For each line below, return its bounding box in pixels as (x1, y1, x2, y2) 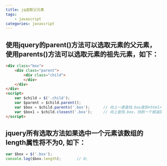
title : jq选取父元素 (5, 7, 44, 12)
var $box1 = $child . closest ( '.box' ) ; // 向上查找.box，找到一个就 (14, 110, 156, 114)
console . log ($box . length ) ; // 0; (5, 157, 88, 162)
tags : (5, 12, 17, 17)
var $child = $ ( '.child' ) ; (14, 96, 70, 101)
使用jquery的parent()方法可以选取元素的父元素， (5, 41, 156, 49)
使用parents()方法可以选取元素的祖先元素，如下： (5, 50, 159, 58)
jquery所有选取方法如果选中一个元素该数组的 (5, 129, 144, 137)
